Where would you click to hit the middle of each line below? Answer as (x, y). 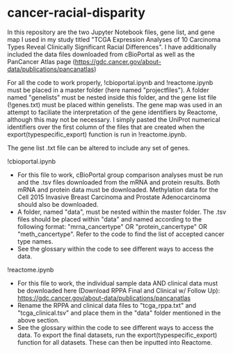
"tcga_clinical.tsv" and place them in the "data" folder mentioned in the (119, 313)
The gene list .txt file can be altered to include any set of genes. (98, 148)
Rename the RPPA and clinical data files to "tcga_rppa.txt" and (107, 305)
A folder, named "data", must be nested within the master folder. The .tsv (122, 212)
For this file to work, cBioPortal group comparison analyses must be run (120, 175)
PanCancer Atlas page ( (41, 61)
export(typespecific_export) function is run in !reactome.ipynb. (97, 134)
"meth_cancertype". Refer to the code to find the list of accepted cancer (121, 234)
